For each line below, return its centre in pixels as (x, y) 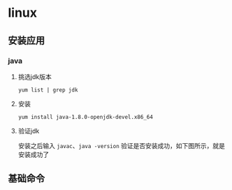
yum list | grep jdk (48, 90)
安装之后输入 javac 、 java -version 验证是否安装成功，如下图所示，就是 (122, 145)
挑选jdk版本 (35, 76)
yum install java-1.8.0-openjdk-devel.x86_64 (85, 117)
